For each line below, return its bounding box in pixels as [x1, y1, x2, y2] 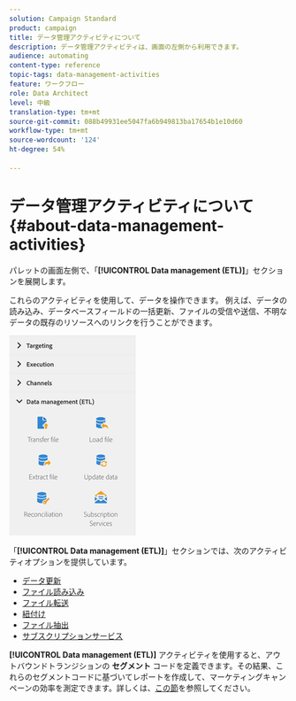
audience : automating [9, 51, 89, 61]
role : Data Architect [9, 89, 89, 97]
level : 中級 [9, 98, 50, 107]
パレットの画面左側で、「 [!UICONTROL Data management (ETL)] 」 [9, 265, 254, 275]
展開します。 [24, 275, 71, 287]
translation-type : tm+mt [9, 107, 101, 117]
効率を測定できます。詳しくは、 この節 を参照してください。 [39, 682, 256, 693]
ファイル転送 [21, 597, 69, 608]
